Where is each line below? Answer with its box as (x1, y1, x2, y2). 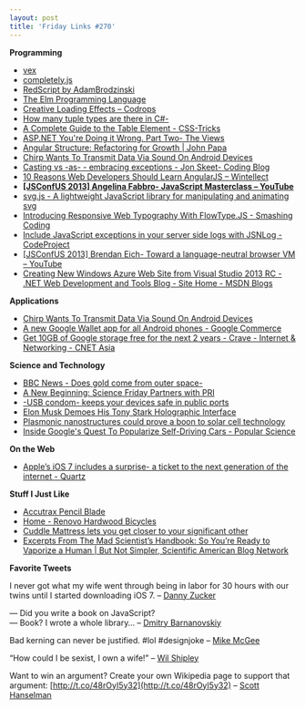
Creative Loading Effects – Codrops (22, 103, 157, 114)
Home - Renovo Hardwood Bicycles (22, 516, 157, 527)
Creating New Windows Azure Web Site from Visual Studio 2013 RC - (22, 268, 282, 279)
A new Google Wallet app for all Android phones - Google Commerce (22, 323, 282, 334)
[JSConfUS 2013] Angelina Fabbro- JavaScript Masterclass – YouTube (22, 180, 294, 191)
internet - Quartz (22, 470, 86, 481)
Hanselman (9, 689, 52, 700)
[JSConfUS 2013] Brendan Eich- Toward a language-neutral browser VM (22, 248, 296, 260)
